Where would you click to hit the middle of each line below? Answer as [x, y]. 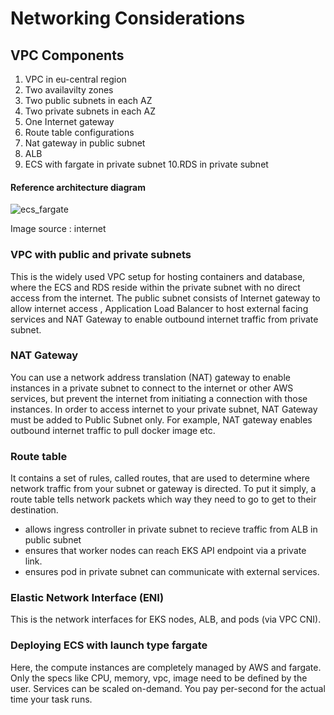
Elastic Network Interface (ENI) [87, 598]
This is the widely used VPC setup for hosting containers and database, [158, 276]
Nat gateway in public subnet [85, 143]
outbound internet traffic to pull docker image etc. [113, 430]
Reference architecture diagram [78, 187]
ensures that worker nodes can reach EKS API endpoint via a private [165, 551]
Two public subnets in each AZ [88, 100]
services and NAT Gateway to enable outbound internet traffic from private [164, 319]
